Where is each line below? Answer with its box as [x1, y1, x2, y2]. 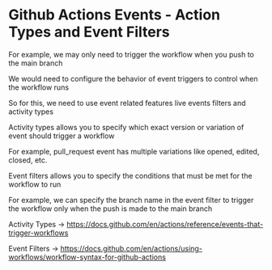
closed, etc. [8, 155, 48, 165]
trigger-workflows [8, 228, 69, 238]
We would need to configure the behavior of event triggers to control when [8, 74, 258, 83]
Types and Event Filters [8, 23, 170, 41]
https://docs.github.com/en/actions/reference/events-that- [66, 219, 264, 229]
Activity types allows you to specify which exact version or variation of [8, 122, 244, 132]
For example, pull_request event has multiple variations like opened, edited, [8, 146, 260, 156]
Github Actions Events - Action [8, 6, 221, 24]
